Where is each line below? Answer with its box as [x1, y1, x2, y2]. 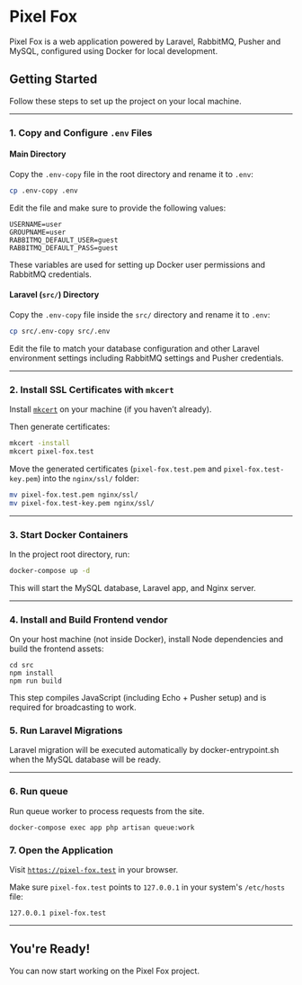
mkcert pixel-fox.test [9, 447, 94, 456]
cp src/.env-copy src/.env [9, 327, 111, 336]
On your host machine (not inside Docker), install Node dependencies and [9, 634, 284, 645]
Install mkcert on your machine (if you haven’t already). [9, 404, 212, 415]
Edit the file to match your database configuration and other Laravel [9, 343, 260, 354]
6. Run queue [9, 785, 69, 798]
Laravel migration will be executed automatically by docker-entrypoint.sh [9, 745, 280, 756]
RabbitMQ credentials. [9, 268, 93, 280]
